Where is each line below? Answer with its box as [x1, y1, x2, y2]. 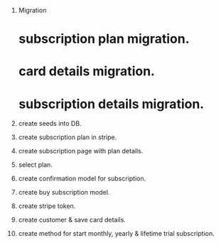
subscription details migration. [18, 96, 205, 112]
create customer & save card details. [18, 216, 126, 224]
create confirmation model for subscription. [18, 174, 146, 183]
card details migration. [18, 63, 156, 80]
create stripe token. [18, 202, 76, 210]
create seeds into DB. [18, 119, 82, 128]
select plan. [18, 160, 53, 169]
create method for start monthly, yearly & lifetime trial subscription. [18, 229, 215, 238]
